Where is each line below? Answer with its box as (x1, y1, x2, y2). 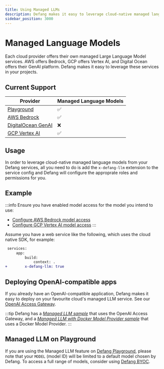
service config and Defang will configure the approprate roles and (5, 170, 138, 175)
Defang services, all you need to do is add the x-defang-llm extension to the (5, 164, 159, 170)
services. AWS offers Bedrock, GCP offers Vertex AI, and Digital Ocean (5, 59, 147, 65)
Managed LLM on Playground (5, 335, 96, 344)
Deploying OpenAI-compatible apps (5, 278, 117, 286)
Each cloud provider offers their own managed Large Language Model (5, 53, 146, 59)
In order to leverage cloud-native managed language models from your (5, 159, 148, 165)
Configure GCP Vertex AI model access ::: (12, 222, 97, 228)
